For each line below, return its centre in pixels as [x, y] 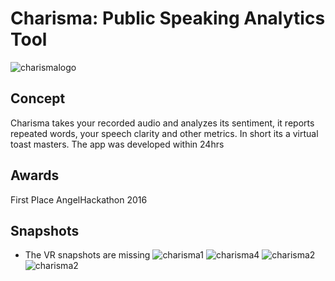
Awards [35, 175]
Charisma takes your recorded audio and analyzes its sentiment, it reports [162, 123]
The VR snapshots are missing [87, 255]
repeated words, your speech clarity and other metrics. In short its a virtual [164, 133]
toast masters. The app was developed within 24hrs [117, 144]
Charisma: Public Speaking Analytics [168, 18]
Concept [38, 98]
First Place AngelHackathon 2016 [79, 199]
